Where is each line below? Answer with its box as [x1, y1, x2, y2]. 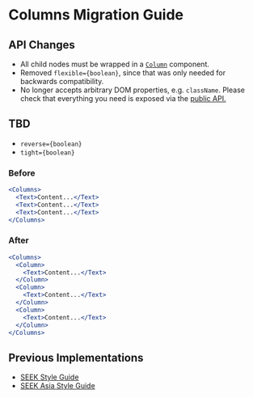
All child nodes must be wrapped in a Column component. [19, 59, 210, 69]
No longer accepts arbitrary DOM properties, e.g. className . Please [19, 85, 245, 95]
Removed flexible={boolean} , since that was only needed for [19, 68, 226, 78]
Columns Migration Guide [8, 6, 184, 24]
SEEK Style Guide [19, 372, 79, 382]
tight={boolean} [19, 148, 75, 157]
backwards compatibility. [19, 77, 104, 86]
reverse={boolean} [19, 140, 82, 148]
